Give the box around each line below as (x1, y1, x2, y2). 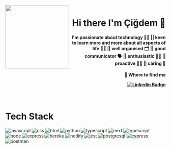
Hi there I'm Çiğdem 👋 (72, 17, 166, 29)
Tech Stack (5, 111, 54, 122)
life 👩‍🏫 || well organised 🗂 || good (92, 45, 166, 51)
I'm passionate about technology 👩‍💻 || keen (71, 34, 166, 40)
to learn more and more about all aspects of (72, 40, 166, 46)
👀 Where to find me (124, 72, 166, 78)
